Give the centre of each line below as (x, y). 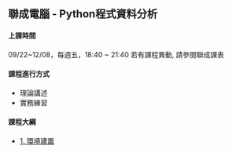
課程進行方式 (29, 74)
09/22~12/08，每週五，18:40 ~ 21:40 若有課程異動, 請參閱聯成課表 (116, 54)
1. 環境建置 (37, 141)
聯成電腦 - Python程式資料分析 (83, 14)
